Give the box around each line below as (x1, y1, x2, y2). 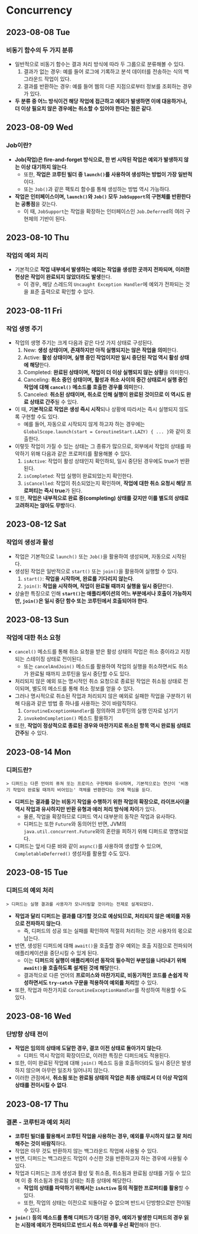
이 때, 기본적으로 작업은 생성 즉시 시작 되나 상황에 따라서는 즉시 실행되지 (14, 405, 178, 413)
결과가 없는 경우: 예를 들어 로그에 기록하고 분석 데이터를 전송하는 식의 (23, 67, 183, 75)
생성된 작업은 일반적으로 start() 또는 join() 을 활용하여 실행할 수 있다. (14, 568, 178, 575)
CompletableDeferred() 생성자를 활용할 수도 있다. (14, 850, 131, 857)
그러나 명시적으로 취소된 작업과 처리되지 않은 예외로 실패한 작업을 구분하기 (14, 692, 186, 700)
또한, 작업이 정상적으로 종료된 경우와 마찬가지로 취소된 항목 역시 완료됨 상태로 (14, 722, 191, 729)
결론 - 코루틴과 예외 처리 (6, 1118, 71, 1126)
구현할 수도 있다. (21, 413, 59, 420)
